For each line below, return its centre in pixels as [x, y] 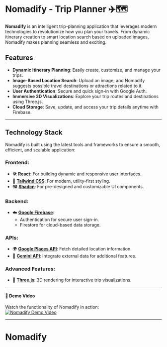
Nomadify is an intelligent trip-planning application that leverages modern [81, 26]
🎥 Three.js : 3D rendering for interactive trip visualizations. [72, 280]
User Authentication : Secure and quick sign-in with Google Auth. [80, 91]
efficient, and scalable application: [40, 150]
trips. [18, 75]
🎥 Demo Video [20, 296]
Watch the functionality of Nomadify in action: [52, 307]
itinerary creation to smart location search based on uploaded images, [77, 37]
